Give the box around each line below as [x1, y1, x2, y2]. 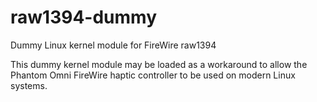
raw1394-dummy [10, 6, 158, 29]
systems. [10, 79, 48, 91]
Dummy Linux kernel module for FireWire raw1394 [10, 39, 217, 51]
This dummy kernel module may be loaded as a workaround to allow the [10, 58, 308, 70]
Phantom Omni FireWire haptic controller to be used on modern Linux [10, 69, 296, 81]
